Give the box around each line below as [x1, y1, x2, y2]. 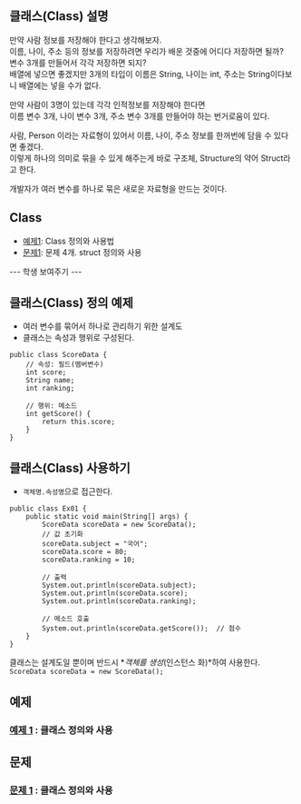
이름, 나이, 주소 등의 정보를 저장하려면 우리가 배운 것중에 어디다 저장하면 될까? [9, 45, 284, 56]
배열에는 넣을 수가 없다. [18, 80, 102, 91]
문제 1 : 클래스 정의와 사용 [9, 784, 113, 797]
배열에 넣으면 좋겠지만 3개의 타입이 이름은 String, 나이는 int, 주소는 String [9, 68, 270, 79]
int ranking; [25, 384, 75, 393]
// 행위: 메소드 [25, 402, 78, 411]
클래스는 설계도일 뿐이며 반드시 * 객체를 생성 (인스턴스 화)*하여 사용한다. [9, 657, 261, 668]
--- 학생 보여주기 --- [9, 266, 83, 277]
